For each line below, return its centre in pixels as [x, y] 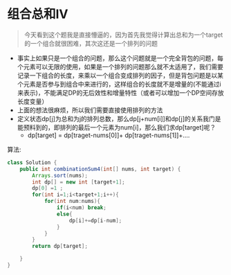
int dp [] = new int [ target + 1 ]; [79, 182]
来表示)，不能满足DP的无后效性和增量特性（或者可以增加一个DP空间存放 [120, 92]
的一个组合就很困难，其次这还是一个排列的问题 [91, 43]
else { [64, 214]
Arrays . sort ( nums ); [60, 175]
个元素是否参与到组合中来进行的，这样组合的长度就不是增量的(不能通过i [119, 84]
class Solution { [32, 162]
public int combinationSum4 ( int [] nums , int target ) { [100, 169]
